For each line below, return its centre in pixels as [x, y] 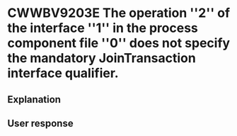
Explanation [34, 100]
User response [40, 123]
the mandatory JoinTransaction [102, 58]
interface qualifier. [63, 73]
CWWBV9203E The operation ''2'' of [119, 13]
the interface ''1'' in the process [103, 28]
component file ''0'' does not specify [119, 43]
